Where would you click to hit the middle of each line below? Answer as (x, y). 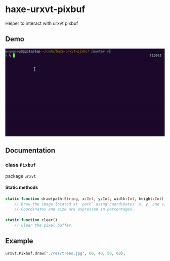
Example (19, 241)
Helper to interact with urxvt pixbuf (42, 23)
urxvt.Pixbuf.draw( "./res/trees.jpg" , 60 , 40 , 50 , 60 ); (65, 253)
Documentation (30, 151)
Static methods (22, 187)
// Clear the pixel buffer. (44, 226)
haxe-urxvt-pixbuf (45, 9)
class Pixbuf (20, 165)
